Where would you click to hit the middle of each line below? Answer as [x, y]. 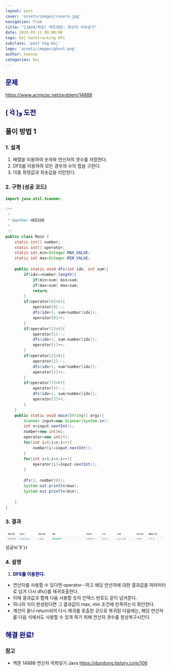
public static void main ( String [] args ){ [59, 415]
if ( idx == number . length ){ [50, 274]
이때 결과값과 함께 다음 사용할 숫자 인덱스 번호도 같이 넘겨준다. [75, 598]
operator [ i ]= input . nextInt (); [65, 464]
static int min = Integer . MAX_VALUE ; [52, 253]
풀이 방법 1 [21, 132]
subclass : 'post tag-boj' [33, 44]
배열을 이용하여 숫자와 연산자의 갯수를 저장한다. [60, 160]
